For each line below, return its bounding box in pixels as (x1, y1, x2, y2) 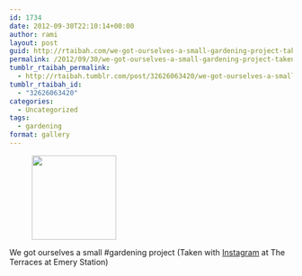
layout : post (9, 38, 58, 48)
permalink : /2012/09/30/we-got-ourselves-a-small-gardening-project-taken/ (9, 55, 299, 64)
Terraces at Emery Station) (9, 256, 109, 267)
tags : (9, 113, 30, 122)
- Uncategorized (17, 105, 78, 114)
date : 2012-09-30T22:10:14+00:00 (9, 22, 135, 31)
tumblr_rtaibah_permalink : (9, 64, 111, 73)
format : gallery (9, 130, 70, 139)
